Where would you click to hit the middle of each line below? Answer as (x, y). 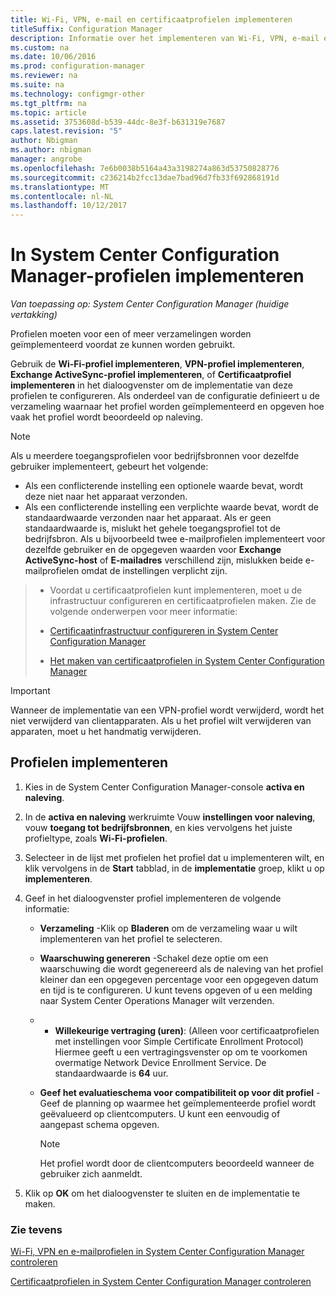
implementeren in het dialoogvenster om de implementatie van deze (151, 385)
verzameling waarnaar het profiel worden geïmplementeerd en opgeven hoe (167, 407)
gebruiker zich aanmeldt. (91, 1173)
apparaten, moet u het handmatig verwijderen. (106, 732)
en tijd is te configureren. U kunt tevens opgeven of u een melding (176, 990)
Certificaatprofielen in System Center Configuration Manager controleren (161, 1282)
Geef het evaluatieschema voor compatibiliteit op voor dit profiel (177, 1092)
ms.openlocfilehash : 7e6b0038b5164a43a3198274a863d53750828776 (145, 168)
